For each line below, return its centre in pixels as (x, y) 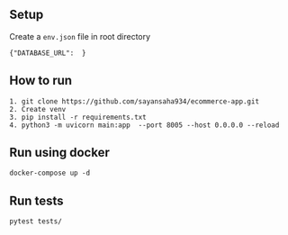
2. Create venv (38, 109)
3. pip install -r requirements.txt (78, 117)
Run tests (36, 200)
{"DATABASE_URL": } (48, 53)
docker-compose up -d (50, 173)
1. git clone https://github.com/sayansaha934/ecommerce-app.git (134, 101)
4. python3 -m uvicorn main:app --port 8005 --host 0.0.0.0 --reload (144, 125)
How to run (41, 81)
